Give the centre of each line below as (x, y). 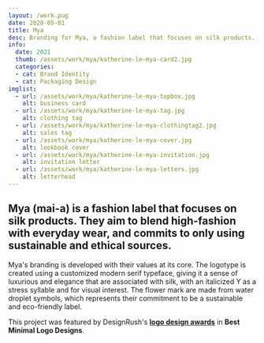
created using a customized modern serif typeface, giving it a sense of (123, 273)
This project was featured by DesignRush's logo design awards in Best (124, 322)
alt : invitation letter (61, 162)
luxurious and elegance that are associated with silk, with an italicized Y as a (132, 281)
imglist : (22, 89)
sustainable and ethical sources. (90, 246)
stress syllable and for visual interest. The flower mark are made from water (131, 289)
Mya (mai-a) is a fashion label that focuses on (123, 209)
